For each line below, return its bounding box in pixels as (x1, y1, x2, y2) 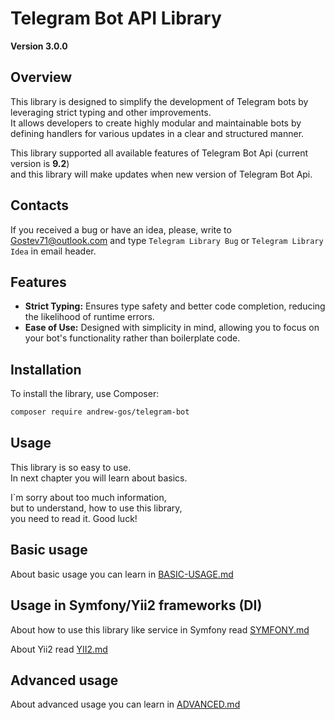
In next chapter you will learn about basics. (10, 472, 188, 484)
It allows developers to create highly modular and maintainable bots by (10, 117, 302, 129)
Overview (10, 69, 73, 86)
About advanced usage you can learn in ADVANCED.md (10, 698, 241, 711)
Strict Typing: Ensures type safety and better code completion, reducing (24, 300, 326, 312)
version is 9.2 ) (10, 157, 70, 169)
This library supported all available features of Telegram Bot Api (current (10, 147, 309, 159)
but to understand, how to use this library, (10, 502, 183, 514)
